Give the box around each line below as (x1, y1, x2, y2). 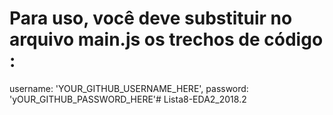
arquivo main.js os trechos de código (9, 28, 324, 51)
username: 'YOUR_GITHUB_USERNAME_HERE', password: (9, 82, 249, 94)
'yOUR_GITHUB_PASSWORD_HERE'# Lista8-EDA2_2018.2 (9, 93, 247, 105)
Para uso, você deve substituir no (9, 7, 293, 30)
